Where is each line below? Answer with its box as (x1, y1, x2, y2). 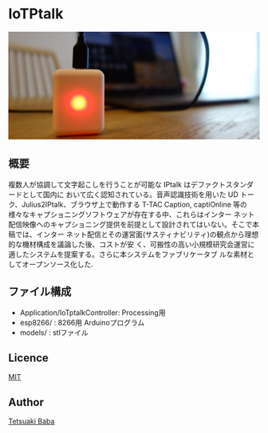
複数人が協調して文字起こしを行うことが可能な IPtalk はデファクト (8, 179, 226, 189)
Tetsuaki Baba (8, 416, 55, 427)
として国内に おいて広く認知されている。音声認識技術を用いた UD (22, 189, 239, 199)
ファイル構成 (8, 285, 72, 299)
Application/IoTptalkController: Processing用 (19, 308, 166, 317)
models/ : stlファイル (19, 328, 89, 337)
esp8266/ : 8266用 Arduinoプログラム (19, 317, 145, 327)
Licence (8, 352, 49, 365)
